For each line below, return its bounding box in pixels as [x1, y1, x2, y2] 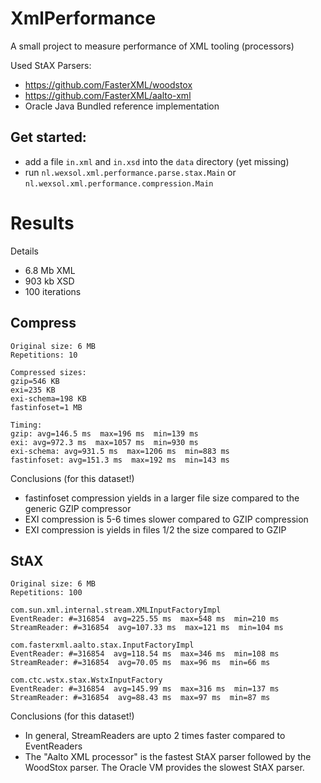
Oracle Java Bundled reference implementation [24, 100, 220, 112]
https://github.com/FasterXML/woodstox [24, 78, 193, 91]
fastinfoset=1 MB [10, 402, 83, 412]
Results [10, 212, 75, 234]
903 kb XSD [24, 275, 75, 287]
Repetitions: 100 [10, 588, 83, 598]
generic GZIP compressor [24, 502, 132, 514]
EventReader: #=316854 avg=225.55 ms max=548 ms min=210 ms [10, 614, 280, 624]
